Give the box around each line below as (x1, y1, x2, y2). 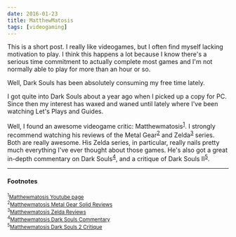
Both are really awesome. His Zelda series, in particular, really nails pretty (7, 138, 220, 146)
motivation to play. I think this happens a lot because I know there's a (7, 50, 207, 58)
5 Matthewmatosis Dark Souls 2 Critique (7, 222, 103, 231)
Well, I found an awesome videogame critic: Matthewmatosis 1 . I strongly (7, 121, 216, 131)
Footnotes (7, 177, 38, 185)
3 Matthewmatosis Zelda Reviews (7, 207, 86, 216)
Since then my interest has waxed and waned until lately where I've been (7, 100, 218, 108)
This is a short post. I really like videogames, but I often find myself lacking (7, 43, 223, 51)
